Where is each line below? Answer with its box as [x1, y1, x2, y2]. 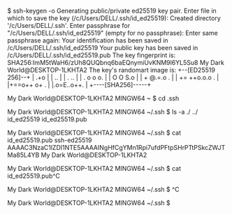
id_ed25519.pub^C [7, 171, 61, 180]
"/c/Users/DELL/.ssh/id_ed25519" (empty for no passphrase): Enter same [7, 29, 218, 37]
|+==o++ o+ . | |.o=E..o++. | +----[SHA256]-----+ [7, 81, 152, 89]
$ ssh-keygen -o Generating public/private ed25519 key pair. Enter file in [7, 7, 217, 15]
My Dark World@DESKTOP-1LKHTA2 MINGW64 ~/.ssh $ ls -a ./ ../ [7, 108, 198, 116]
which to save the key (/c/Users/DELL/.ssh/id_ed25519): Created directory [7, 14, 222, 22]
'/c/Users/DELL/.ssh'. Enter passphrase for [7, 22, 131, 29]
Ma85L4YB [7, 151, 40, 159]
